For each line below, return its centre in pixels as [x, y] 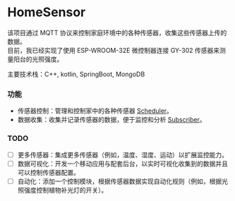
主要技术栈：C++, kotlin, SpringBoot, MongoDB [76, 74]
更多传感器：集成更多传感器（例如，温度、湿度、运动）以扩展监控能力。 [122, 154]
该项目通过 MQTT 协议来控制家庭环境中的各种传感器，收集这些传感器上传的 [117, 32]
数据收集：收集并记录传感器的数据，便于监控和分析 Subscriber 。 [112, 120]
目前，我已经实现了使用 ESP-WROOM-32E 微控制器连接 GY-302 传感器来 [114, 50]
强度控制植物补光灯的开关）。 [66, 190]
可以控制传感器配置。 [48, 172]
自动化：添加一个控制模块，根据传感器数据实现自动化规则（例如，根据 [120, 181]
